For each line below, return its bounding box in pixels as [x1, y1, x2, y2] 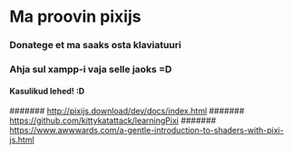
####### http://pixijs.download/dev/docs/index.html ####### [9, 106, 245, 117]
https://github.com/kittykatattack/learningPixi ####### [9, 115, 217, 126]
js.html [9, 134, 34, 146]
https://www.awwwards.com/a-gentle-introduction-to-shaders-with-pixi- [9, 125, 284, 136]
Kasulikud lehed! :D [9, 85, 85, 96]
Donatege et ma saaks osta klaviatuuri [9, 39, 181, 52]
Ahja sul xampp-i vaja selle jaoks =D [9, 63, 172, 76]
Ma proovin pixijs [9, 6, 142, 27]
